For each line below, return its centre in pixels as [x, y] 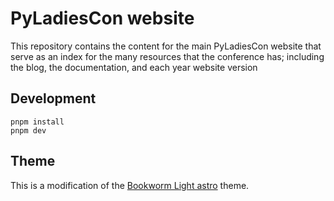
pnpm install [37, 122]
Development [53, 98]
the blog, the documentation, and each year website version [134, 67]
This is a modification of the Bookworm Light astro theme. [130, 185]
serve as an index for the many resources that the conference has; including [167, 56]
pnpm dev [28, 130]
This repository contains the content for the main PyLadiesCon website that [166, 46]
